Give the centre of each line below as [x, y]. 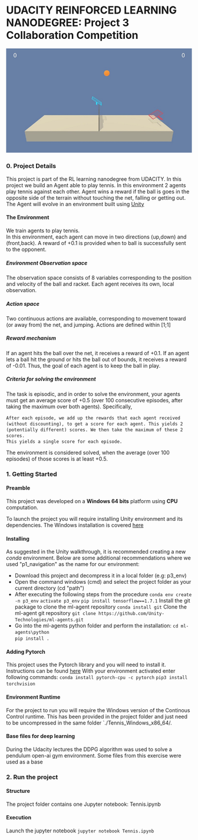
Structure [18, 791]
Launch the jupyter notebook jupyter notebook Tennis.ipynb [80, 831]
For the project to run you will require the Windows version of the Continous [98, 710]
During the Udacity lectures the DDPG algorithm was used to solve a [89, 749]
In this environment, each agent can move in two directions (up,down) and [96, 237]
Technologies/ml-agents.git [49, 620]
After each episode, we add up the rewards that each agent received [93, 418]
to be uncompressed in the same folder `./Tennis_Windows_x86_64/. [89, 723]
